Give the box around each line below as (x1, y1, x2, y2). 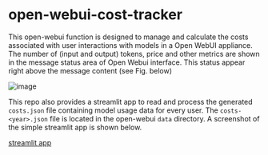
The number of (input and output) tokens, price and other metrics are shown (8, 49, 260, 58)
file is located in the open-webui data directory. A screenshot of (49, 113, 260, 123)
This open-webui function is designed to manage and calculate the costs (8, 32, 249, 42)
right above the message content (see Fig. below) (8, 66, 172, 75)
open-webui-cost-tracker (8, 6, 182, 24)
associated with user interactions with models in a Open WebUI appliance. (8, 40, 254, 50)
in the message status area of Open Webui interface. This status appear (8, 58, 246, 67)
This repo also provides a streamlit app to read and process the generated (8, 97, 254, 106)
